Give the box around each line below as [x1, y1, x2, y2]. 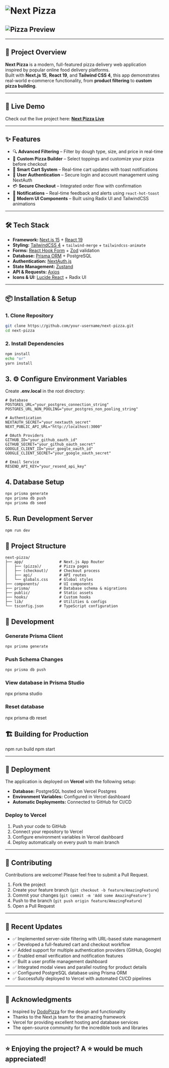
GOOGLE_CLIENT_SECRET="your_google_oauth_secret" [5, 451, 112, 456]
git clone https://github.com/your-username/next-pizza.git [5, 323, 134, 328]
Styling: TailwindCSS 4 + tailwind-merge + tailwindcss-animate [12, 242, 146, 248]
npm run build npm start [5, 746, 55, 752]
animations [12, 201, 36, 207]
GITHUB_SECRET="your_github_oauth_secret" [5, 442, 96, 447]
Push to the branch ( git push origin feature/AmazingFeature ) [12, 898, 142, 904]
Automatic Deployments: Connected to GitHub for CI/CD [12, 799, 132, 805]
